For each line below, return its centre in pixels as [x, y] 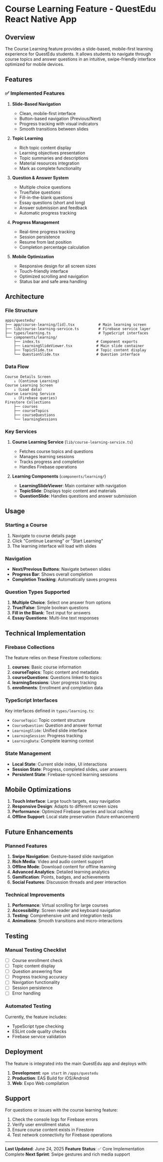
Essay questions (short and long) [52, 202]
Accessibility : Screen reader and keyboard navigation [66, 911]
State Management [28, 753]
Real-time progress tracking [47, 232]
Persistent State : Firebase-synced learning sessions [65, 774]
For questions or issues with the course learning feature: [61, 1110]
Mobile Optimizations [38, 789]
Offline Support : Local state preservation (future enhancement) [76, 817]
